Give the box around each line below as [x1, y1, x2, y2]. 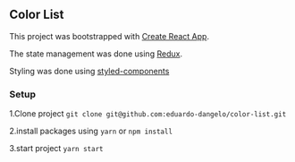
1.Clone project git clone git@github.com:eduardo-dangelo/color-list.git [9, 108, 287, 119]
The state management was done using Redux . [9, 48, 183, 59]
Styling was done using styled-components [9, 65, 170, 76]
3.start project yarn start [9, 143, 104, 154]
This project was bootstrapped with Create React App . [9, 30, 210, 41]
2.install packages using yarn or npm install [9, 125, 173, 137]
